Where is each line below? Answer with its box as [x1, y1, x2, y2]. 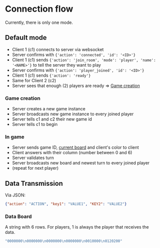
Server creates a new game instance [12, 106, 86, 112]
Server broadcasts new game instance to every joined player [12, 111, 134, 117]
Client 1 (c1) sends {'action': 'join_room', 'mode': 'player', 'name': [12, 57, 156, 63]
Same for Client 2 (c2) [12, 77, 57, 83]
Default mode [5, 34, 47, 42]
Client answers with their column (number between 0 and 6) [12, 150, 132, 156]
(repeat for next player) [12, 165, 59, 171]
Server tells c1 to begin [12, 122, 58, 127]
